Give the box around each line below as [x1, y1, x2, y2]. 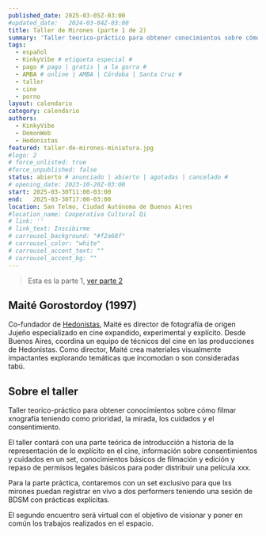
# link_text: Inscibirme [8, 225, 90, 233]
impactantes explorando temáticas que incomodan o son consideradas [8, 353, 240, 363]
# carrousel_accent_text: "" [8, 247, 104, 255]
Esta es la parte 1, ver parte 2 [27, 276, 123, 285]
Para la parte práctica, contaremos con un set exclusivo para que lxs [8, 478, 232, 488]
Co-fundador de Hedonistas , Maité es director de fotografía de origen [8, 319, 236, 329]
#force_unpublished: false [8, 166, 97, 174]
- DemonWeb [15, 129, 51, 137]
